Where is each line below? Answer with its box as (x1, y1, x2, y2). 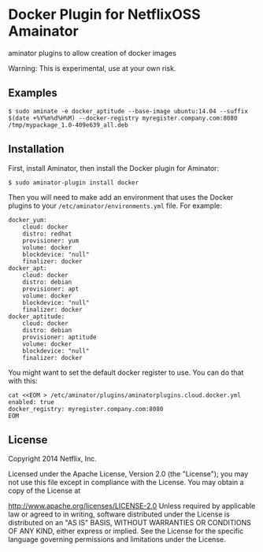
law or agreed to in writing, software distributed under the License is (8, 509, 230, 519)
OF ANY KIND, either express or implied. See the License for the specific (8, 526, 244, 536)
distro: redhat (22, 230, 72, 238)
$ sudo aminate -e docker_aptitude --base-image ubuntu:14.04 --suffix (8, 107, 248, 115)
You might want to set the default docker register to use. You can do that (8, 368, 244, 377)
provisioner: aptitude (22, 333, 97, 341)
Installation (8, 143, 65, 156)
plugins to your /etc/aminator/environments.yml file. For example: (8, 201, 222, 210)
